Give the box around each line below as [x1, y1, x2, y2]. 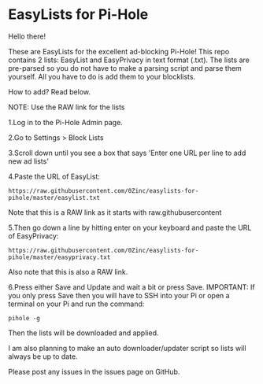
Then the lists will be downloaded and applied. [8, 328, 159, 338]
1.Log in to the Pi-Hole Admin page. [8, 117, 124, 127]
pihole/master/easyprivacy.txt [8, 253, 111, 261]
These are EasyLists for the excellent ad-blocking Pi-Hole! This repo [8, 46, 230, 56]
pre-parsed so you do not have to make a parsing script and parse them [8, 63, 242, 72]
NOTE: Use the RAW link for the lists [8, 102, 125, 112]
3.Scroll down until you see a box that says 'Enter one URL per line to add [8, 148, 246, 157]
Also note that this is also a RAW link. [8, 267, 128, 276]
